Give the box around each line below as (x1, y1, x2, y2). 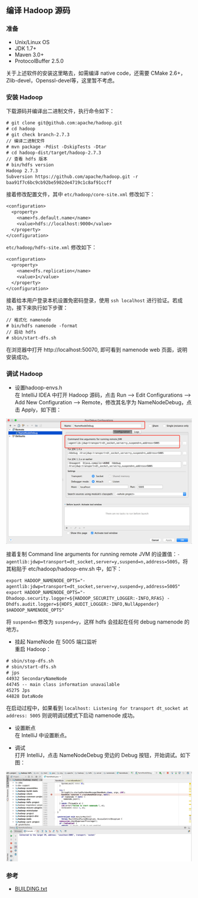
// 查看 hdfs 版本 (6, 156, 48, 162)
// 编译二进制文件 (6, 138, 45, 144)
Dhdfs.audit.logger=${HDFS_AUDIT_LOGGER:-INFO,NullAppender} (6, 602, 160, 608)
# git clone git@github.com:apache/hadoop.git (6, 120, 123, 126)
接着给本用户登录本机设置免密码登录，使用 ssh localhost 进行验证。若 (6, 296, 178, 303)
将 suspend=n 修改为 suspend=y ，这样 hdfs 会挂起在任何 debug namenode (6, 618, 183, 626)
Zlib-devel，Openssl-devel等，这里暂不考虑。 (6, 77, 118, 84)
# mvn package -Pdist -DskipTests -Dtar (6, 144, 107, 150)
